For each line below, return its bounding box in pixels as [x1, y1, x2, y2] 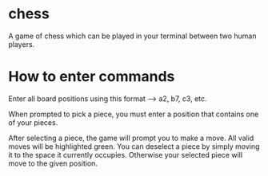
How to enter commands [8, 68, 175, 86]
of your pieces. [8, 117, 58, 127]
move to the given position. [8, 158, 98, 168]
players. [8, 39, 35, 49]
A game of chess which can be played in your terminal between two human [8, 31, 257, 41]
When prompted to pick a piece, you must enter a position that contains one [8, 109, 259, 119]
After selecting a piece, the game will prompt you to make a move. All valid [8, 133, 254, 143]
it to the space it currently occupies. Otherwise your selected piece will [8, 150, 242, 159]
